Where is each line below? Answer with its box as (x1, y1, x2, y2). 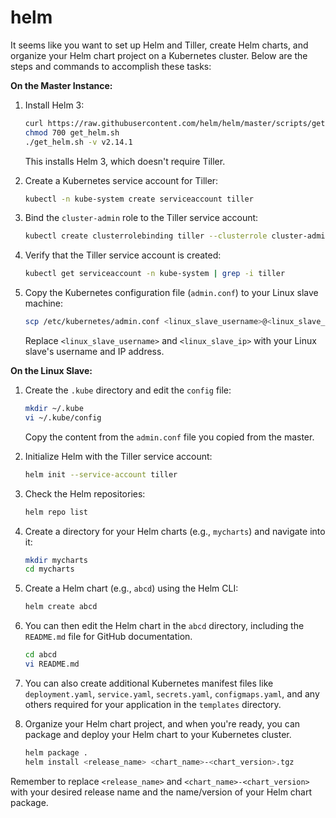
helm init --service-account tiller (24, 469, 178, 480)
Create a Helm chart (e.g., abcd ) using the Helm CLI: (24, 582, 239, 595)
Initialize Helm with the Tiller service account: (24, 450, 213, 462)
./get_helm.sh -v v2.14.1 (24, 137, 133, 147)
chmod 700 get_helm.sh (24, 127, 120, 138)
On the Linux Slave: (10, 365, 93, 377)
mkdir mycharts (24, 555, 89, 565)
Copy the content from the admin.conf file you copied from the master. (24, 431, 315, 443)
